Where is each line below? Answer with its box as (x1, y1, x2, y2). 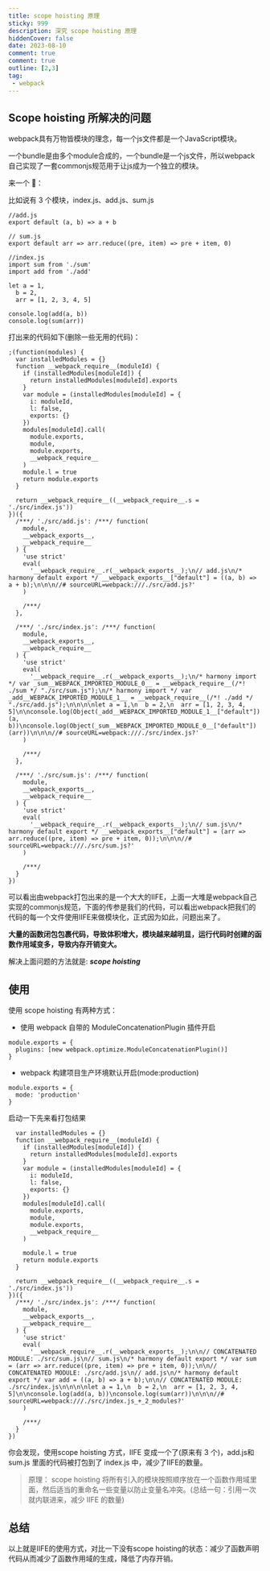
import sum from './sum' (8, 261, 92, 269)
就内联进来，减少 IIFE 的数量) (27, 1495, 125, 1505)
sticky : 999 (8, 19, 48, 27)
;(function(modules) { (8, 348, 84, 357)
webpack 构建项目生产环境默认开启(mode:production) (19, 1068, 199, 1078)
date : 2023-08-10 (8, 42, 67, 50)
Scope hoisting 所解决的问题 (8, 110, 151, 125)
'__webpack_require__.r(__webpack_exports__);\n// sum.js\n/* (29, 821, 243, 829)
